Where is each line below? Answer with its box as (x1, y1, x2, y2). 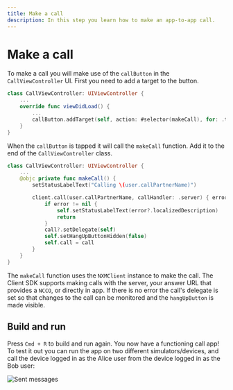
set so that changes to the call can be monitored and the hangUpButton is (7, 293, 214, 302)
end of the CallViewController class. (7, 149, 113, 157)
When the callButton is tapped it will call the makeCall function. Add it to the (7, 142, 225, 150)
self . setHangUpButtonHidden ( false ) (44, 233, 148, 240)
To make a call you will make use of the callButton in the (7, 69, 170, 78)
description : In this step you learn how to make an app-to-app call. (7, 17, 216, 24)
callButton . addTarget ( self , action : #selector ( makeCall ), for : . (32, 116, 225, 123)
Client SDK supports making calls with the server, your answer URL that (7, 278, 212, 287)
